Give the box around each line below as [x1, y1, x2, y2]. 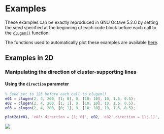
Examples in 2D [5, 54, 54, 62]
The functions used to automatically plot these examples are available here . [5, 39, 159, 45]
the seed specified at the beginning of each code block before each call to [5, 24, 157, 30]
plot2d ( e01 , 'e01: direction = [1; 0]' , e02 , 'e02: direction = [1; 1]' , [5, 114, 160, 119]
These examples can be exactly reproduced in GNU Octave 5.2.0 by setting [5, 19, 159, 25]
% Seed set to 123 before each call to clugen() [5, 92, 107, 97]
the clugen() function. [5, 30, 50, 36]
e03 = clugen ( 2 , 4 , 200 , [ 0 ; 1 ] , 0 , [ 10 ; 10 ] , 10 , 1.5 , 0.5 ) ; [5, 106, 135, 111]
